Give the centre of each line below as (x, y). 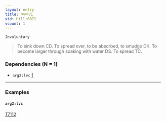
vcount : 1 (15, 23)
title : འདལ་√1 (19, 14)
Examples (17, 92)
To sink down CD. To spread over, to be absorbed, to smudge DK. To (87, 46)
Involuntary (17, 37)
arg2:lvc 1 (23, 75)
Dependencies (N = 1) (31, 64)
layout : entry (20, 10)
